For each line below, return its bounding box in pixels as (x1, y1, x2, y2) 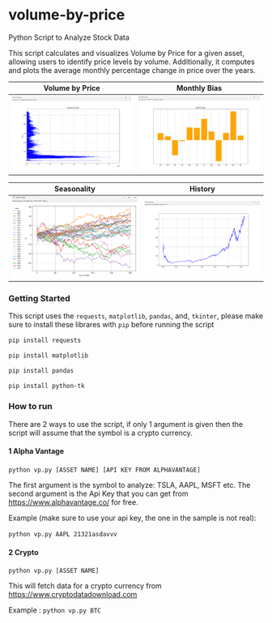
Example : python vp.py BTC (8, 605, 101, 615)
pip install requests (8, 336, 82, 345)
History (189, 184, 216, 194)
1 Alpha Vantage (8, 446, 65, 456)
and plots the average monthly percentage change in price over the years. (8, 65, 257, 75)
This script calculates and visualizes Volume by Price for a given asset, (8, 48, 245, 58)
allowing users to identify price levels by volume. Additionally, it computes (8, 57, 255, 66)
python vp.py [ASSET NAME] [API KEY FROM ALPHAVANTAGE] (8, 466, 201, 474)
